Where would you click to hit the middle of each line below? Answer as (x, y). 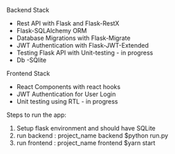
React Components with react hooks (68, 87)
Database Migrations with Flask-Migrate (73, 38)
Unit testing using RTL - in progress (67, 102)
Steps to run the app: (37, 115)
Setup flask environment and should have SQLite (86, 128)
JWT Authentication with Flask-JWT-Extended (83, 45)
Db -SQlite (31, 60)
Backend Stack (28, 10)
